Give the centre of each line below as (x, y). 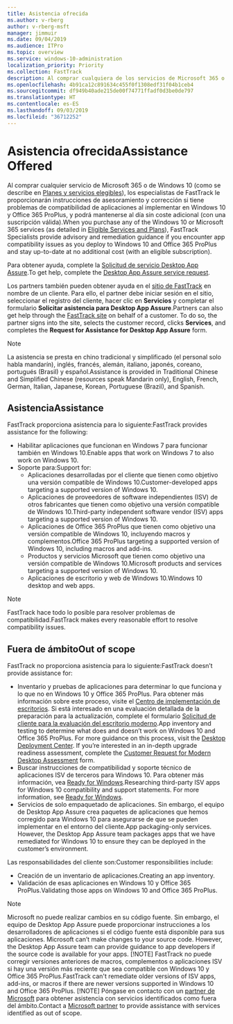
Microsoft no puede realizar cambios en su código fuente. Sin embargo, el (113, 917)
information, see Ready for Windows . (70, 797)
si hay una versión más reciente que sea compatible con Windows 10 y (108, 969)
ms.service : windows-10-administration (65, 59)
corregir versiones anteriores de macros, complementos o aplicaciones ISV (115, 962)
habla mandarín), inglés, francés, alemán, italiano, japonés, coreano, (105, 364)
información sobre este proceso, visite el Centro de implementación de (119, 701)
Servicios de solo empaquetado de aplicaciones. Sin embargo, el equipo (121, 805)
